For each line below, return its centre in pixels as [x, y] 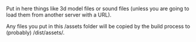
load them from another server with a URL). [59, 15]
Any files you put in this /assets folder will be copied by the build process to [98, 26]
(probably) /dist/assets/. [35, 33]
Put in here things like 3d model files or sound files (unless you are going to [98, 9]
